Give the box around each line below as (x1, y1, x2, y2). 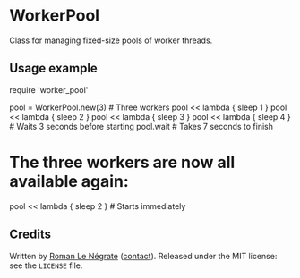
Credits (9, 227, 52, 242)
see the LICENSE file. (9, 260, 83, 271)
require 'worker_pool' (9, 84, 89, 95)
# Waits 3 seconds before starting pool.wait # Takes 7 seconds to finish (9, 121, 274, 131)
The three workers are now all (9, 152, 236, 173)
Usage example (9, 61, 99, 76)
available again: (9, 171, 130, 191)
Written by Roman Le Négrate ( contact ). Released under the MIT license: (9, 250, 278, 261)
